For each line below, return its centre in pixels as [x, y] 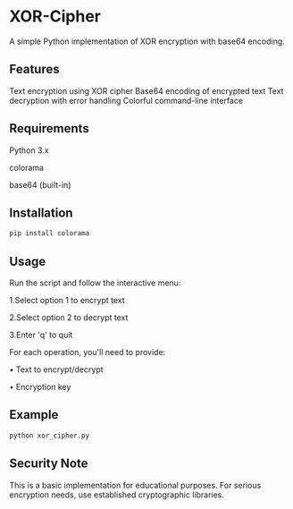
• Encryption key [40, 387]
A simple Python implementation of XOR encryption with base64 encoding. [147, 41]
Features [34, 69]
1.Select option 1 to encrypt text [67, 301]
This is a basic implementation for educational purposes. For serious [135, 485]
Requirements [49, 128]
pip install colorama [50, 233]
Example [34, 415]
